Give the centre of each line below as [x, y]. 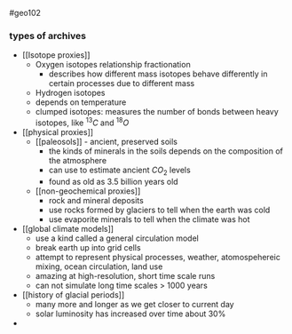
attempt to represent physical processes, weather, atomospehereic [158, 257]
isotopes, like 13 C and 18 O [82, 122]
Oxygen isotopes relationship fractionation [113, 65]
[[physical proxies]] [58, 131]
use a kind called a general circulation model [117, 238]
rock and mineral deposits [96, 200]
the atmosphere [78, 160]
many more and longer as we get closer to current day [134, 304]
